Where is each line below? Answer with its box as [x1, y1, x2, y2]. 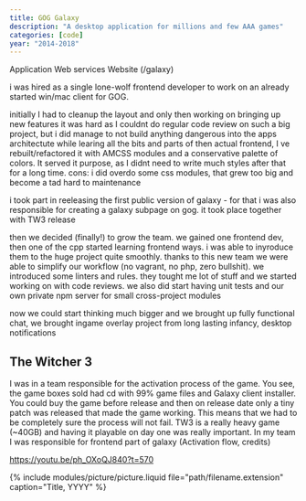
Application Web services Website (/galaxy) [9, 64, 174, 75]
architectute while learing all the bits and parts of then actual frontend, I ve [9, 138, 290, 149]
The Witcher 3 [9, 354, 93, 369]
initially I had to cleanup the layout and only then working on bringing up [9, 109, 281, 120]
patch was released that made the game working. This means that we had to [9, 408, 298, 419]
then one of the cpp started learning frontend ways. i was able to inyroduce [9, 241, 294, 252]
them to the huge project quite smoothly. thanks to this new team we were [9, 251, 289, 262]
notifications [9, 327, 57, 338]
